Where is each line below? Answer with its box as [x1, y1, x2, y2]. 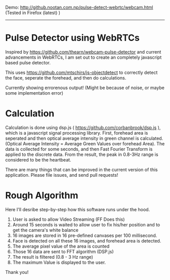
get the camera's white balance [12, 227, 79, 233]
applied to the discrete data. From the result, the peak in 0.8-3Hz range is [5, 151, 158, 157]
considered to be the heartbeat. [5, 156, 72, 163]
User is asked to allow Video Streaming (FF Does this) [12, 216, 125, 222]
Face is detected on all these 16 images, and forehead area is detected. [12, 237, 161, 244]
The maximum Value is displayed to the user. [12, 259, 106, 265]
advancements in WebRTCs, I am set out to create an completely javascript [5, 54, 162, 60]
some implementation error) [5, 90, 64, 96]
